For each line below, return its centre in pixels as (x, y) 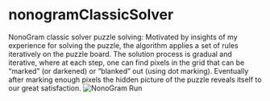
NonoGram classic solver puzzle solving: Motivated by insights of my (123, 37)
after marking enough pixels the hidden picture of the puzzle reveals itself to (135, 79)
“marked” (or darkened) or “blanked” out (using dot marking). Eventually (129, 71)
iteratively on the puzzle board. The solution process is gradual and (120, 54)
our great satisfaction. (45, 88)
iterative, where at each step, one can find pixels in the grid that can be (127, 63)
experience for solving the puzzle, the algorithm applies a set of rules (124, 45)
